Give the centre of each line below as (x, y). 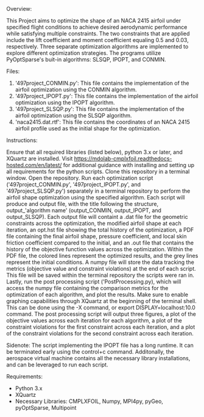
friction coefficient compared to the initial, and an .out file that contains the (100, 243)
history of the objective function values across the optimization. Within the (100, 249)
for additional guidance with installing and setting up (129, 165)
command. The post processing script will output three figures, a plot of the (101, 314)
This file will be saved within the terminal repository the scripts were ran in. (100, 275)
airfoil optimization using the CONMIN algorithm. (76, 90)
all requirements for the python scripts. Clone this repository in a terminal (98, 171)
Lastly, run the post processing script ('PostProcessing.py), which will (94, 282)
